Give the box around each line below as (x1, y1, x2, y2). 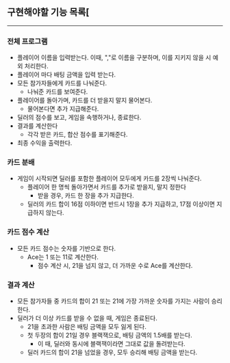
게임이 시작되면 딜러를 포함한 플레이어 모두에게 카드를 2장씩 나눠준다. (16, 174, 202, 183)
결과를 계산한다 (16, 122, 58, 130)
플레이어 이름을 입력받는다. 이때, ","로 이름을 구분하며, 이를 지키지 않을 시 (16, 53, 212, 62)
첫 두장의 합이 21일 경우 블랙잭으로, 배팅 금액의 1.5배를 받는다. (27, 331, 193, 339)
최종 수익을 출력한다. (16, 139, 73, 147)
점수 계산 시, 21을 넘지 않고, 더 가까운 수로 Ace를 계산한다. (37, 261, 193, 269)
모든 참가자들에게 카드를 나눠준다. (16, 79, 107, 88)
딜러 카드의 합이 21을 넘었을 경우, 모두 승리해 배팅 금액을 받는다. (27, 348, 198, 356)
